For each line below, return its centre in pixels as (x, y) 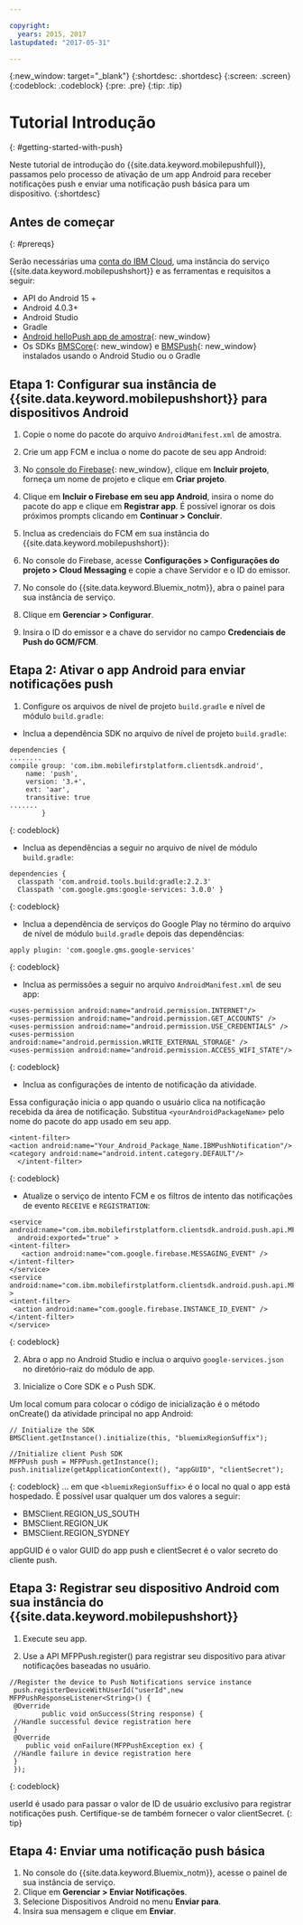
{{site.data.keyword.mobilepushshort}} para (138, 398)
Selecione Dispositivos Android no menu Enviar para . (122, 1901)
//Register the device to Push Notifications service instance (131, 1682)
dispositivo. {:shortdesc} (55, 194)
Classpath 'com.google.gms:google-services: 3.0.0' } (120, 889)
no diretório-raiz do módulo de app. (89, 1369)
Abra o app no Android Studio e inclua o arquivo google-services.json (153, 1359)
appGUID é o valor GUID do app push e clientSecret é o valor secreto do (144, 1550)
